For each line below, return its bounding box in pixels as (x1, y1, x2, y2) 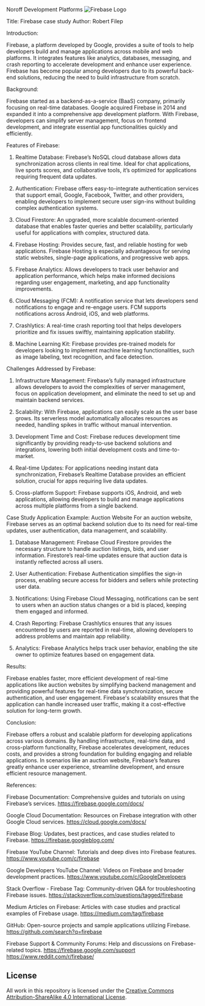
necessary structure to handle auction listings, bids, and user (15, 545, 169, 552)
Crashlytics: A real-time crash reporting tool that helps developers (15, 322, 182, 329)
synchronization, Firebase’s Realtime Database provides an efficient (15, 471, 186, 478)
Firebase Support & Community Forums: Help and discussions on (6, 940, 171, 947)
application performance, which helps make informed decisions (15, 272, 176, 279)
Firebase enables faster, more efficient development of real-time (6, 675, 169, 682)
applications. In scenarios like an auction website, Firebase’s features (6, 757, 181, 764)
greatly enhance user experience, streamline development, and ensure (6, 764, 184, 770)
